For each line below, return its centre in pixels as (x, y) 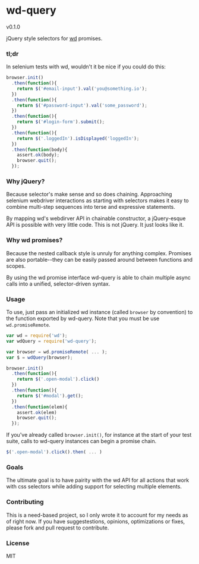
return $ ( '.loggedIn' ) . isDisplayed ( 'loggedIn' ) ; (78, 138)
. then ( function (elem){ (40, 407)
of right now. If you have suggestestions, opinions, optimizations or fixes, (96, 521)
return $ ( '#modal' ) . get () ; (50, 396)
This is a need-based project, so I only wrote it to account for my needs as (97, 515)
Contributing (25, 502)
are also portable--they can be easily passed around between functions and (99, 259)
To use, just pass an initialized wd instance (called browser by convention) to (99, 312)
